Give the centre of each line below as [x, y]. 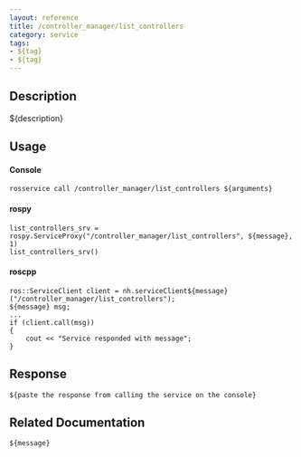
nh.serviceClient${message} [175, 290]
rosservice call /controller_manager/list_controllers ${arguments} [141, 189]
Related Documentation [77, 423]
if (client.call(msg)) [52, 322]
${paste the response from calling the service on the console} [133, 395]
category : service [44, 34]
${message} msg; [40, 307]
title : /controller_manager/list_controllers [96, 26]
